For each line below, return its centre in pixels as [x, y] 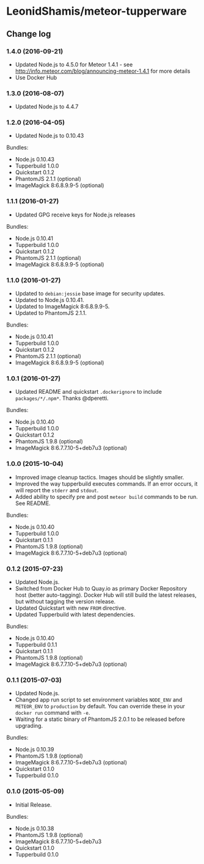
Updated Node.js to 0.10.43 [49, 136]
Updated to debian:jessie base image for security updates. [90, 294]
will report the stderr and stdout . [57, 490]
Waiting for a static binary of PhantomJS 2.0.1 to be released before [100, 719]
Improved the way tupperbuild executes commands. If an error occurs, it [106, 484]
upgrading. [29, 726]
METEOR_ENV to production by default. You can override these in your [100, 706]
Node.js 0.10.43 [35, 160]
